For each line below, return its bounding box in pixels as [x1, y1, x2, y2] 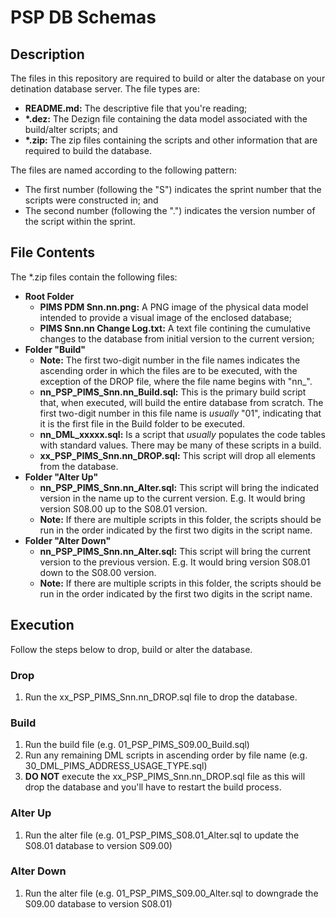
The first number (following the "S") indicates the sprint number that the [24, 184, 322, 195]
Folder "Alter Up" [24, 471, 99, 483]
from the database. [39, 460, 119, 472]
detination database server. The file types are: [10, 83, 200, 95]
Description [10, 46, 85, 63]
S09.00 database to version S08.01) [24, 897, 173, 910]
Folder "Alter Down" [24, 534, 112, 546]
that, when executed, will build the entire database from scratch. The [39, 396, 324, 408]
